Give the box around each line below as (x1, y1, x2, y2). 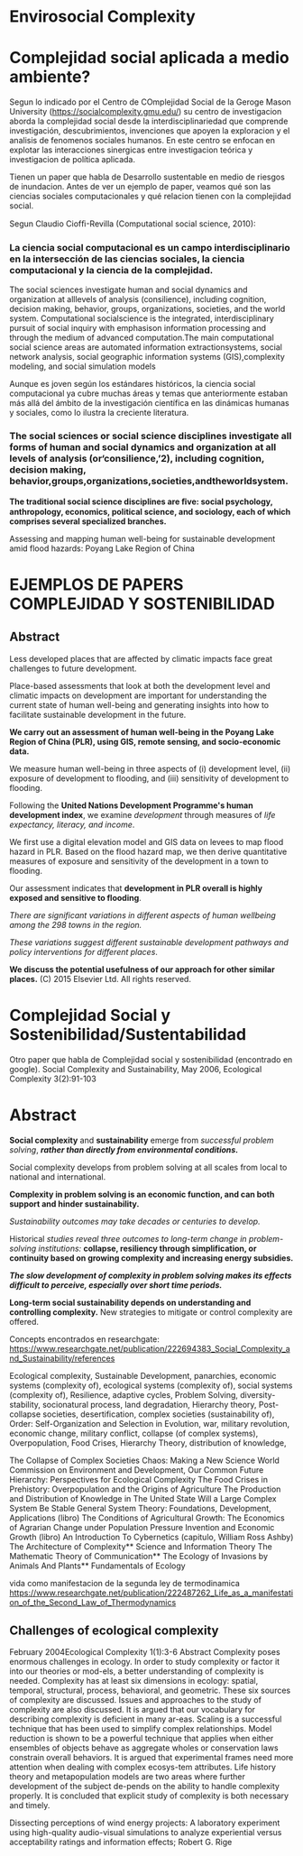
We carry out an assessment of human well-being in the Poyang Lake (9, 726, 275, 737)
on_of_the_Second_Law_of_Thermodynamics (9, 1596, 177, 1607)
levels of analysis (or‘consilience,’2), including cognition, (9, 453, 264, 465)
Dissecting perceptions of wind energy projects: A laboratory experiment (9, 1817, 280, 1828)
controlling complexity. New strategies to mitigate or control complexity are (9, 1306, 293, 1318)
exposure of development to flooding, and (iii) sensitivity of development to (9, 773, 289, 784)
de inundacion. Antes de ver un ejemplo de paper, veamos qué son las (9, 181, 271, 192)
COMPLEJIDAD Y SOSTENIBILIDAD (9, 593, 275, 614)
